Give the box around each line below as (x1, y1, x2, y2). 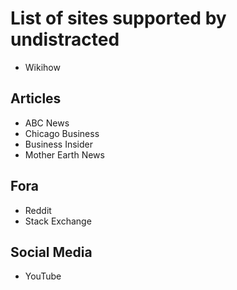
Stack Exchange (24, 215, 92, 227)
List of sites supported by (10, 7, 227, 30)
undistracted (10, 28, 120, 51)
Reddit (24, 204, 52, 216)
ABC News (24, 117, 70, 129)
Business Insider (24, 138, 93, 150)
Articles (10, 90, 62, 107)
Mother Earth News (24, 148, 105, 161)
